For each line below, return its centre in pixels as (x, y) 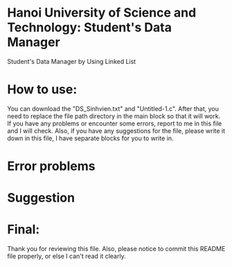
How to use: (42, 90)
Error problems (51, 166)
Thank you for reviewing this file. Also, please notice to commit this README (116, 249)
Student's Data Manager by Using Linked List (72, 61)
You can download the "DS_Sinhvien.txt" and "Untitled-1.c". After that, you (113, 108)
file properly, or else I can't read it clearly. (66, 256)
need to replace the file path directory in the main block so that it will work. (114, 116)
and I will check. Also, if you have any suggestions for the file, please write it (116, 130)
